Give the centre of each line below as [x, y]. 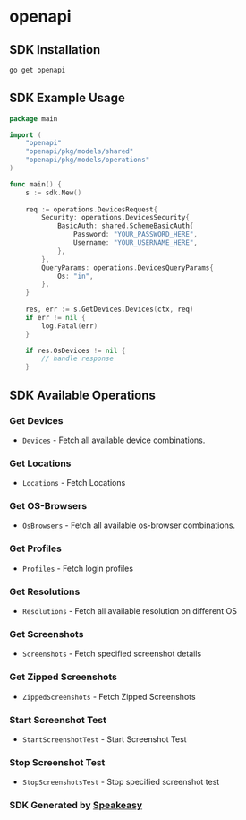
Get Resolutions [45, 591]
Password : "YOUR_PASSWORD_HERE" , [136, 235]
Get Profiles [36, 548]
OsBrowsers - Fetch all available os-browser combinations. [128, 525]
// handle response [78, 359]
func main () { [36, 184]
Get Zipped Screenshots [64, 677]
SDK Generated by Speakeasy [76, 806]
